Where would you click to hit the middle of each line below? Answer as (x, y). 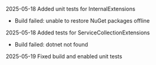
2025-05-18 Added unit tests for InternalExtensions (71, 9)
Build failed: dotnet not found (51, 44)
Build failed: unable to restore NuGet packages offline (82, 21)
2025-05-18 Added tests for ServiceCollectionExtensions (78, 32)
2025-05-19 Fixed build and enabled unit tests (64, 56)
